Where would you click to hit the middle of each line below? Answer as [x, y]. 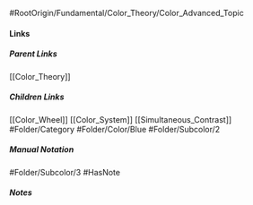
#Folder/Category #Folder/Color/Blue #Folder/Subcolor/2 [115, 129]
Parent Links [33, 54]
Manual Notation [42, 149]
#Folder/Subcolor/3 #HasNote [65, 172]
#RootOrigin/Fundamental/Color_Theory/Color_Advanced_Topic [126, 13]
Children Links [37, 97]
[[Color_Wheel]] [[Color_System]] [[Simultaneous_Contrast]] [121, 119]
